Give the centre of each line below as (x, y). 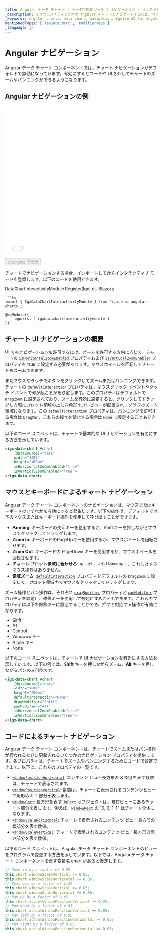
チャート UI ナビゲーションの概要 (54, 339)
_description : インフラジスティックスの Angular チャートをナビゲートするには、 (78, 14)
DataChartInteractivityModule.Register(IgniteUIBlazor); (60, 289)
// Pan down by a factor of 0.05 (39, 906)
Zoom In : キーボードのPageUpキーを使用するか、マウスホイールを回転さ (85, 539)
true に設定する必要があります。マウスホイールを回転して (85, 364)
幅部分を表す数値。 (31, 826)
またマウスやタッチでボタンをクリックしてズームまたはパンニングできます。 (81, 380)
